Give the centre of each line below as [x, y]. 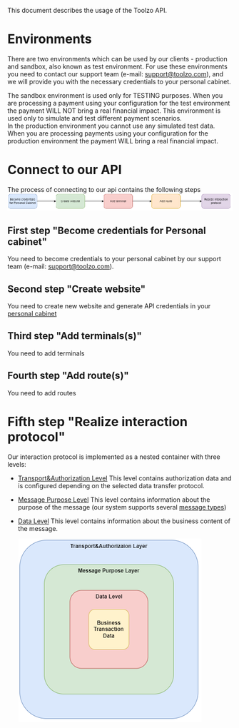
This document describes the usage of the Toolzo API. [87, 10]
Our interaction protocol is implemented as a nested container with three [114, 457]
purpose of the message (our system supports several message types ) [122, 507]
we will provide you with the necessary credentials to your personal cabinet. [119, 81]
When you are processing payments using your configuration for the [108, 133]
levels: [17, 464]
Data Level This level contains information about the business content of [124, 521]
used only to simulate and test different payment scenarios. [95, 118]
